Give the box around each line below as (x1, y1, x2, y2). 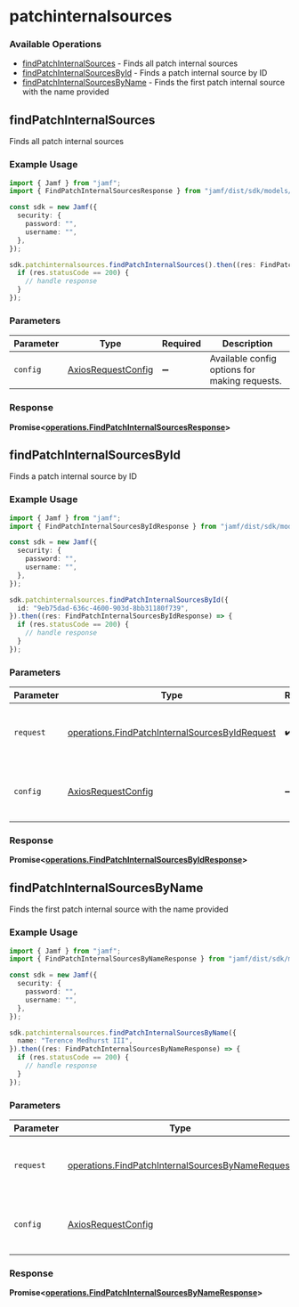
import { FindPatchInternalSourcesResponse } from (9, 187, 201, 196)
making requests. (209, 375, 282, 387)
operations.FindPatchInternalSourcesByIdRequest (67, 727, 277, 739)
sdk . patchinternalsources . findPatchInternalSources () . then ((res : (9, 260, 256, 269)
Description (222, 337, 273, 350)
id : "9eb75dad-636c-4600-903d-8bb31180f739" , (17, 604, 190, 613)
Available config (209, 353, 278, 365)
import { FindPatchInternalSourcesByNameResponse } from (9, 954, 225, 963)
